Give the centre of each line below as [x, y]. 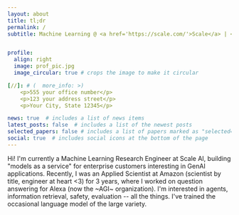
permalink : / [27, 27]
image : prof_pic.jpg [44, 66]
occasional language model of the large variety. [77, 204]
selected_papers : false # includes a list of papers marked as [103, 132]
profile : [20, 53]
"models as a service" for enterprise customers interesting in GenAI [107, 166]
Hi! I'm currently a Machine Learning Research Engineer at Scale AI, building [119, 158]
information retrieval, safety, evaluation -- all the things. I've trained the [111, 196]
